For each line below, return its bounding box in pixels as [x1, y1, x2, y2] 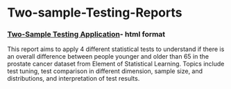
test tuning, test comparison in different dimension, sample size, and [7, 67, 203, 75]
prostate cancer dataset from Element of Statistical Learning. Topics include [7, 60, 225, 68]
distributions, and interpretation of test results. [7, 75, 140, 83]
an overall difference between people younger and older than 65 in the [7, 52, 209, 61]
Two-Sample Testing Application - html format [7, 30, 166, 39]
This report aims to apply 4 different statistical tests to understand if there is [7, 45, 225, 53]
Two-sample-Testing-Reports [7, 5, 182, 21]
